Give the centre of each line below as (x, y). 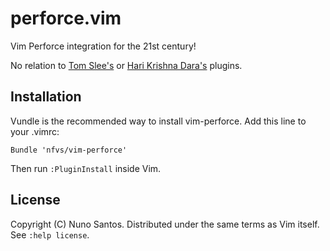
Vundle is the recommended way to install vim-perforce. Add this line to (158, 121)
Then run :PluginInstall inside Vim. (86, 168)
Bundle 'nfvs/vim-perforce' (69, 150)
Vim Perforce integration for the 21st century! (103, 46)
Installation (46, 97)
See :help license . (50, 234)
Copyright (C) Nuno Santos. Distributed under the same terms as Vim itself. (165, 224)
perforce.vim (66, 18)
